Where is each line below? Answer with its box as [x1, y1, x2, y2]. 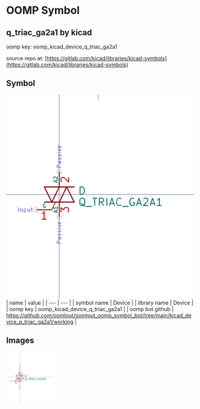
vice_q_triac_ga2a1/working [6, 318, 74, 325]
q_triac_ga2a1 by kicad [6, 27, 92, 38]
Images [6, 336, 35, 346]
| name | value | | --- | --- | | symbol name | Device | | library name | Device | [6, 299, 193, 306]
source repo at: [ [6, 55, 47, 61]
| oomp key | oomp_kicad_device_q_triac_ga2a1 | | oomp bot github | [6, 305, 174, 312]
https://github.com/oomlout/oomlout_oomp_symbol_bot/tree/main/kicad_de [6, 312, 192, 319]
